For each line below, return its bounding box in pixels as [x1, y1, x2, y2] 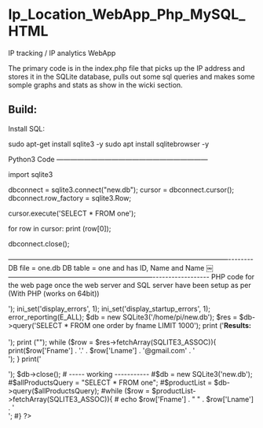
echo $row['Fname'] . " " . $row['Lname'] [120, 394, 254, 404]
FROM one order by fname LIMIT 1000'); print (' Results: [70, 320, 251, 330]
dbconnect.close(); [8, 238, 70, 249]
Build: [8, 103, 38, 116]
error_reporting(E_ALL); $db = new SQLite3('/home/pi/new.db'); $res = [8, 312, 238, 322]
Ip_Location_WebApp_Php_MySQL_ [8, 6, 246, 24]
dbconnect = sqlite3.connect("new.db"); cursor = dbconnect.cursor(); [8, 185, 234, 194]
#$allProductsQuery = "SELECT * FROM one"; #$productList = [8, 378, 213, 387]
